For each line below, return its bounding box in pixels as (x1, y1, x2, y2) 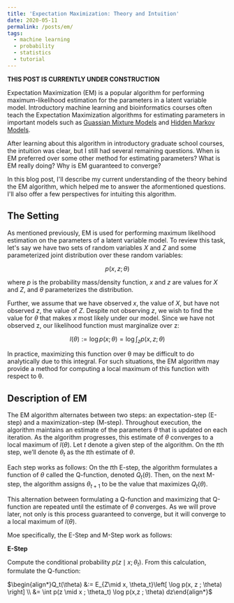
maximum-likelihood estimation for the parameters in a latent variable (7, 96, 207, 104)
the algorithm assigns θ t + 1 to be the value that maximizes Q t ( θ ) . (23, 479, 208, 490)
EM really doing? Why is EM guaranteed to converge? (7, 161, 161, 170)
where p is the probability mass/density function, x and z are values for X (7, 277, 218, 286)
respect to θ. (7, 372, 44, 381)
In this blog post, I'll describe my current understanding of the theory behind (7, 175, 228, 183)
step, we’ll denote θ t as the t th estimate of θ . (7, 448, 136, 458)
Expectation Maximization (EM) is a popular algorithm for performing (7, 88, 205, 96)
